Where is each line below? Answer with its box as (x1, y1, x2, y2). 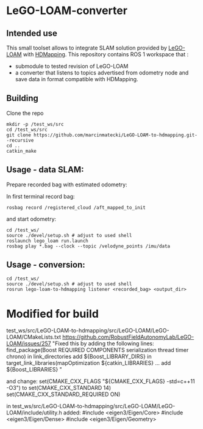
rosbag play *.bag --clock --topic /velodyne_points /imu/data (6, 243, 171, 249)
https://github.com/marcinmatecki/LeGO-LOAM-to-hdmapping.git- (33, 132, 198, 138)
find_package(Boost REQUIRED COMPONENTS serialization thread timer (6, 346, 189, 354)
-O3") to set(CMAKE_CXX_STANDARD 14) (6, 384, 112, 392)
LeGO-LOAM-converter (6, 4, 128, 18)
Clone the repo (6, 109, 44, 117)
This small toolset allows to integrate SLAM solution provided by (6, 44, 168, 51)
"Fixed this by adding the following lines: (52, 340, 154, 347)
